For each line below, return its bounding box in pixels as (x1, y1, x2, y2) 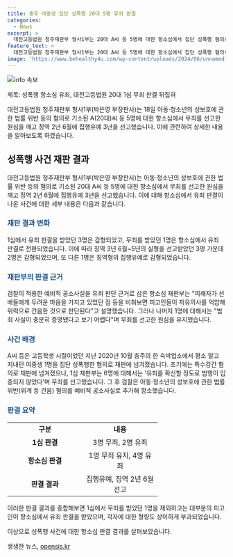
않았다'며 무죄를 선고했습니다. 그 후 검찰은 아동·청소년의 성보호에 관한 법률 (25, 377, 225, 386)
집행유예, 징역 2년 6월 (86, 474, 155, 484)
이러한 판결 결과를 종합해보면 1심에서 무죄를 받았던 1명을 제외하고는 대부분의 (7, 503, 212, 512)
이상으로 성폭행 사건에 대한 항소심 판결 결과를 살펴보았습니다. (7, 527, 172, 535)
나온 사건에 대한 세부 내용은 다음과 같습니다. (7, 199, 126, 207)
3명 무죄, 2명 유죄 (92, 437, 148, 447)
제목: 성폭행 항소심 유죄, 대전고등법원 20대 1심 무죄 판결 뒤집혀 (7, 90, 176, 98)
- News (13, 23, 33, 30)
